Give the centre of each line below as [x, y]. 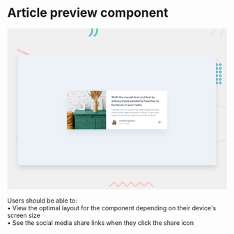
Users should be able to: [42, 201]
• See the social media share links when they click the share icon [101, 223]
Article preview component [88, 13]
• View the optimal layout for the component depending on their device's [112, 208]
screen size [24, 215]
